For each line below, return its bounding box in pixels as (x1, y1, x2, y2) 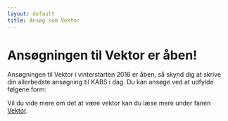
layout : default (7, 10, 55, 18)
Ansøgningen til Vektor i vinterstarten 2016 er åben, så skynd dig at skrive (7, 70, 222, 79)
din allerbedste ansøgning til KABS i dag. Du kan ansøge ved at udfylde (7, 78, 214, 87)
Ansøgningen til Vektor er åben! (7, 47, 198, 63)
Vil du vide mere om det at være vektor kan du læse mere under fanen (7, 99, 211, 108)
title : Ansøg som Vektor (7, 17, 80, 24)
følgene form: (7, 85, 47, 94)
